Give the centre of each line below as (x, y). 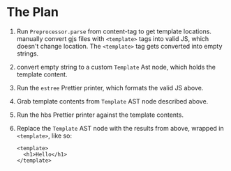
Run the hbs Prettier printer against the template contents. (100, 115)
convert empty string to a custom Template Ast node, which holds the (116, 67)
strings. (28, 54)
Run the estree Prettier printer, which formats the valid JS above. (110, 88)
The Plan (32, 12)
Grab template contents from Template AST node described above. (112, 101)
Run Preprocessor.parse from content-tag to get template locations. (114, 31)
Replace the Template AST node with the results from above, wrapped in (120, 128)
